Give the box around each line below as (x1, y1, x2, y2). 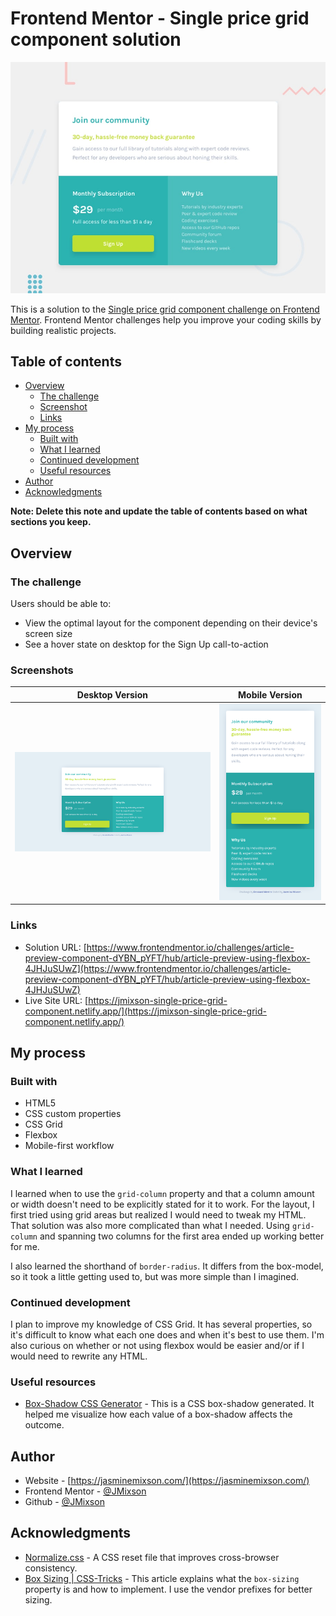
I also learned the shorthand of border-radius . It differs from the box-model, (10, 1260, 324, 1272)
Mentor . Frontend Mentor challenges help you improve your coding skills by (10, 313, 322, 326)
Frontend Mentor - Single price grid (10, 7, 310, 30)
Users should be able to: (10, 598, 112, 610)
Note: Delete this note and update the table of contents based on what (10, 505, 308, 517)
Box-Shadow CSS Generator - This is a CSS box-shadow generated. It (24, 1398, 315, 1410)
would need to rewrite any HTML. (10, 1350, 148, 1362)
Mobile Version (238, 688, 303, 701)
